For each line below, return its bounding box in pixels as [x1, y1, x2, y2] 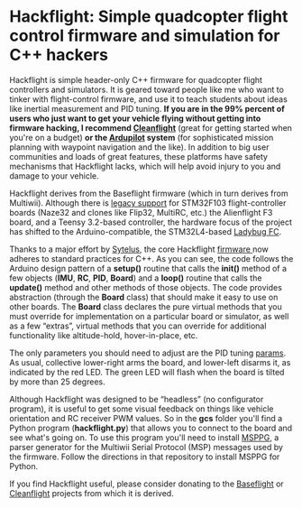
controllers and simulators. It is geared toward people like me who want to [9, 84, 284, 95]
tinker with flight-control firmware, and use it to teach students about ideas [9, 93, 288, 105]
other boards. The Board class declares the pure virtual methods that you [9, 300, 282, 312]
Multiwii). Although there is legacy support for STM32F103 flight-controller [9, 197, 287, 208]
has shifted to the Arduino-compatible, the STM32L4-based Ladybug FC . [9, 226, 282, 236]
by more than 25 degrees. [9, 376, 105, 387]
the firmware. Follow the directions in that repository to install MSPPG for [9, 451, 280, 462]
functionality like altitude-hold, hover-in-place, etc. [9, 329, 198, 340]
